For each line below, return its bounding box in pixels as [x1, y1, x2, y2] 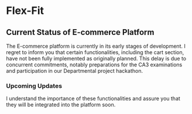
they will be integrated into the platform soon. [6, 101, 116, 108]
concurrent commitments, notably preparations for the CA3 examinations [6, 61, 183, 68]
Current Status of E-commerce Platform [6, 27, 155, 37]
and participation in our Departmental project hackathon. [6, 67, 143, 74]
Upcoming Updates [6, 81, 63, 90]
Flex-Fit [6, 4, 44, 17]
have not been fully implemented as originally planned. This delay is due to [6, 55, 186, 62]
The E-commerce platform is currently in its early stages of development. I [6, 42, 186, 49]
